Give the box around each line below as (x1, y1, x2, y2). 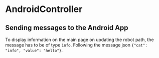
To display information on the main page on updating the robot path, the (5, 36, 154, 42)
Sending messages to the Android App (5, 23, 129, 32)
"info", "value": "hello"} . (5, 47, 63, 53)
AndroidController (5, 3, 83, 15)
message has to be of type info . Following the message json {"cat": (5, 42, 148, 48)
